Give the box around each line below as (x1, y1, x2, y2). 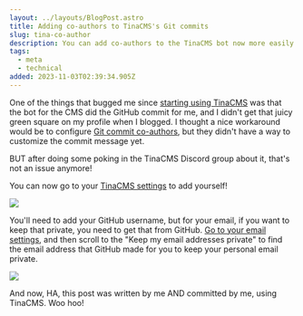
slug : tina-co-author (9, 30, 92, 39)
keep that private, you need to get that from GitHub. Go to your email (9, 224, 267, 235)
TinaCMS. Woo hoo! (9, 297, 84, 308)
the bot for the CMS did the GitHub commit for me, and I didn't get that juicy (9, 106, 293, 118)
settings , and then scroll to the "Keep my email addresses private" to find (9, 234, 283, 244)
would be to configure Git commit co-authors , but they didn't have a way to (9, 126, 291, 137)
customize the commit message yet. (9, 135, 145, 146)
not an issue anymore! (9, 162, 93, 173)
